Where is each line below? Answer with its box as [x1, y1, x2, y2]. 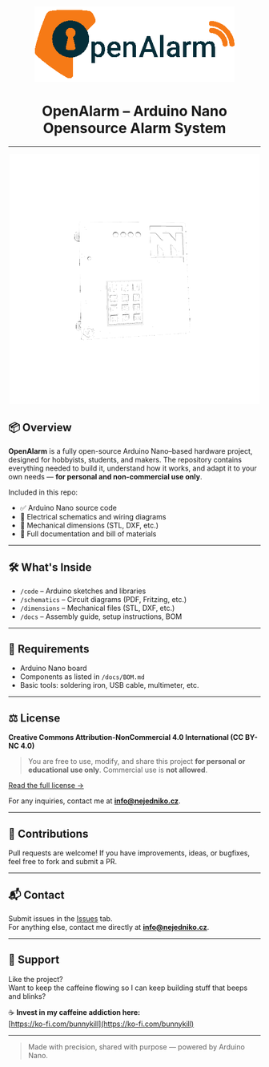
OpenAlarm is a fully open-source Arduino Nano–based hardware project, [8, 446, 253, 455]
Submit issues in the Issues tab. [8, 913, 113, 924]
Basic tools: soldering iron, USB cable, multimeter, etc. [19, 681, 199, 690]
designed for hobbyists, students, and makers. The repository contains [8, 455, 243, 464]
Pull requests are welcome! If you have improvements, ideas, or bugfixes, [8, 848, 251, 858]
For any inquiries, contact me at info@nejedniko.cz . [8, 796, 181, 806]
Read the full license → [8, 781, 84, 790]
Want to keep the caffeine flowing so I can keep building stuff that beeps [8, 983, 248, 992]
